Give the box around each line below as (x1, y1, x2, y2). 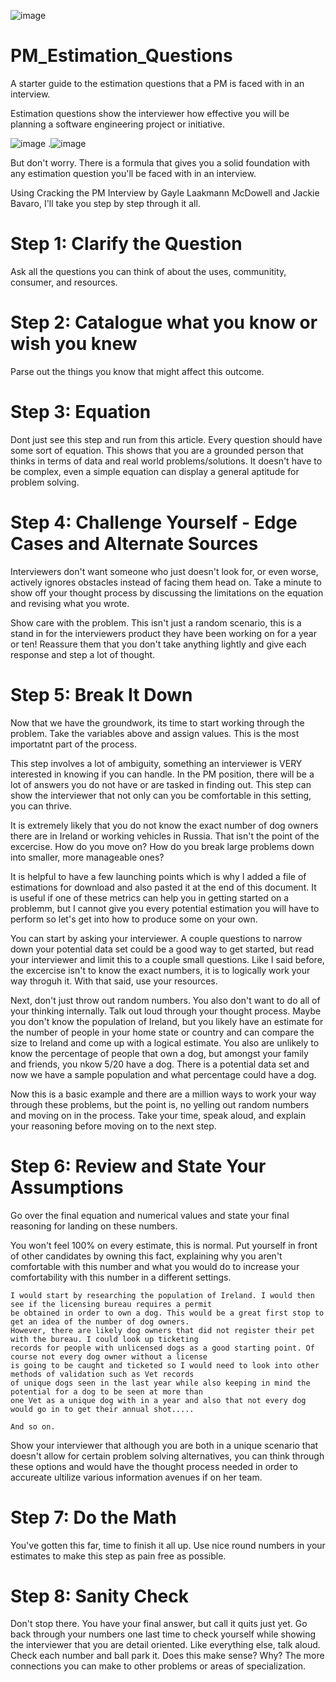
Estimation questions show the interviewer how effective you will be (10, 107, 290, 119)
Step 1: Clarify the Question (10, 233, 243, 255)
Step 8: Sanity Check (10, 1585, 189, 1607)
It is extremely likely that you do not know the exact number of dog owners (10, 819, 319, 831)
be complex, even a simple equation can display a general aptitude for (10, 465, 300, 477)
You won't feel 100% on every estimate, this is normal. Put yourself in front (10, 1239, 318, 1251)
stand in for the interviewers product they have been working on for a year (10, 627, 317, 639)
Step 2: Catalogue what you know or (10, 311, 318, 334)
